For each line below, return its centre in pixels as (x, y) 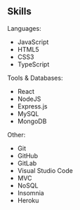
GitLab (27, 163)
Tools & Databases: (35, 78)
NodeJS (29, 99)
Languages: (24, 28)
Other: (16, 134)
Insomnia (31, 192)
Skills (19, 12)
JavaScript (33, 42)
